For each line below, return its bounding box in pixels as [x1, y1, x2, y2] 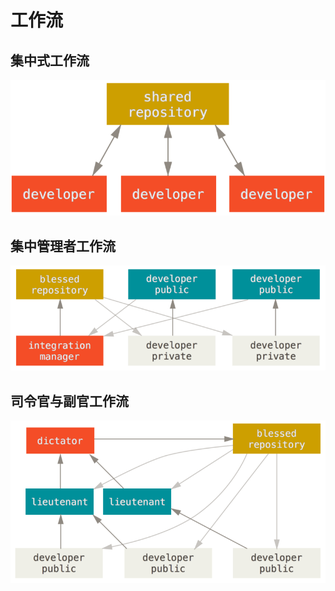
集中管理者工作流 [10, 237, 116, 255]
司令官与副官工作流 [10, 392, 129, 410]
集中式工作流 [10, 52, 90, 69]
